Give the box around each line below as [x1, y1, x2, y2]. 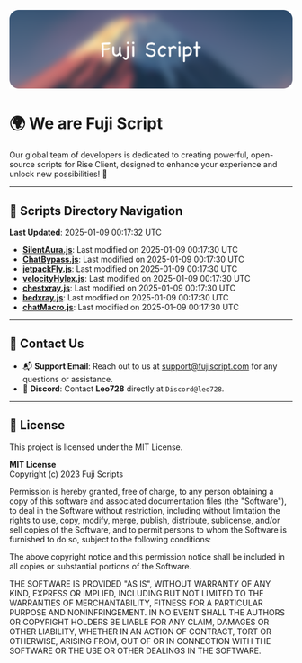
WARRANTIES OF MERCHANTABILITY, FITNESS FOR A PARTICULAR [9, 597, 263, 608]
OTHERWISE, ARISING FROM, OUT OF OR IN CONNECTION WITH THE [9, 635, 271, 646]
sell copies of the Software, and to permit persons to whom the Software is [9, 524, 288, 535]
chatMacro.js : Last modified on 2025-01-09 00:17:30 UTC [22, 302, 240, 313]
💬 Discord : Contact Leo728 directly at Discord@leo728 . [22, 383, 225, 394]
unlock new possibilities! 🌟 [9, 168, 108, 180]
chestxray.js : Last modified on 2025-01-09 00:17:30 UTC [22, 282, 236, 293]
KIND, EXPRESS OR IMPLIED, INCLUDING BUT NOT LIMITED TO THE [9, 587, 264, 598]
